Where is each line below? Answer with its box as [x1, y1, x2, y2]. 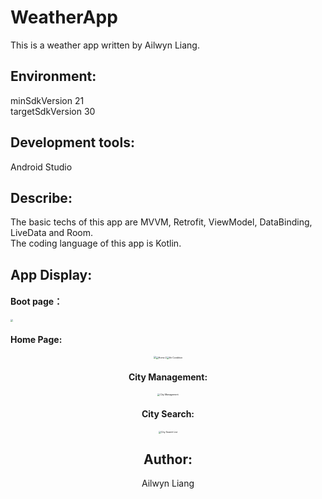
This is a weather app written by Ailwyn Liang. [10, 39, 200, 51]
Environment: [10, 68, 97, 85]
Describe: [10, 189, 73, 206]
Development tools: [10, 134, 135, 151]
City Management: [128, 371, 208, 383]
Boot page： [10, 296, 63, 308]
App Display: [10, 266, 93, 283]
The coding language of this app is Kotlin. [10, 237, 182, 250]
